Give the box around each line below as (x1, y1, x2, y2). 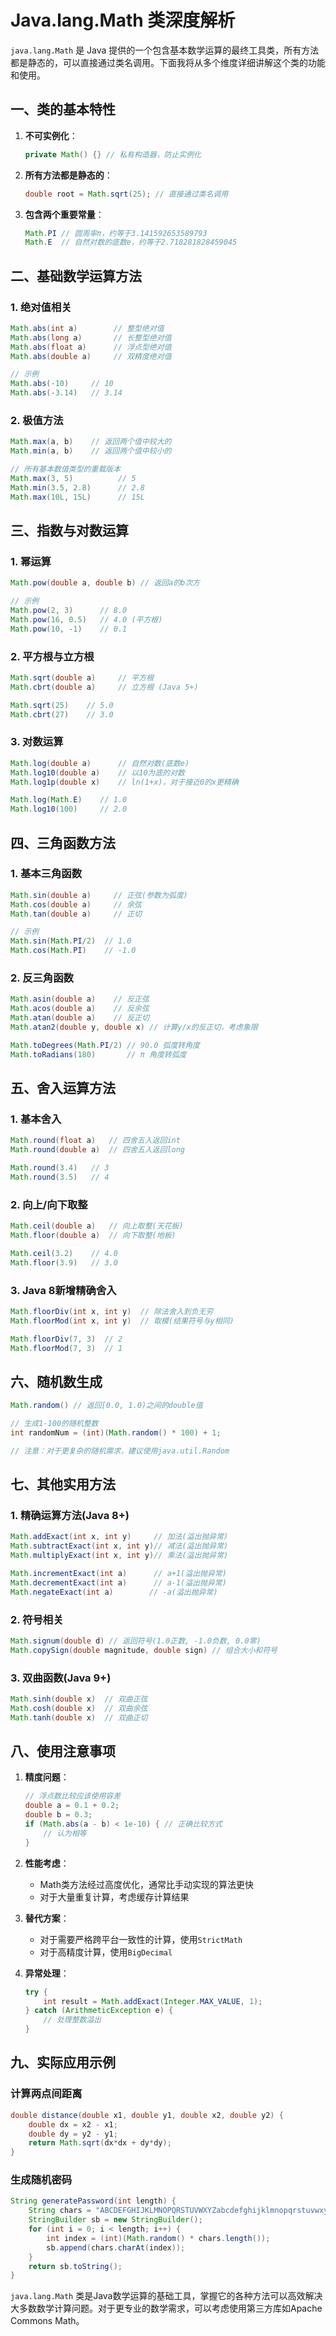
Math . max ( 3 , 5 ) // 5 (10, 473, 137, 483)
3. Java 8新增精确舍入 (10, 1283, 117, 1297)
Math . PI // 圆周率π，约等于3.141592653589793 (24, 228, 208, 238)
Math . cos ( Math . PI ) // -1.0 (10, 946, 137, 956)
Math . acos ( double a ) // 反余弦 (10, 1004, 150, 1014)
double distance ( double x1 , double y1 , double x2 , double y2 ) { (10, 2110, 284, 2120)
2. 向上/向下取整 (10, 1197, 88, 1211)
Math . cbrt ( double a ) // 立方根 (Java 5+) (10, 682, 199, 692)
